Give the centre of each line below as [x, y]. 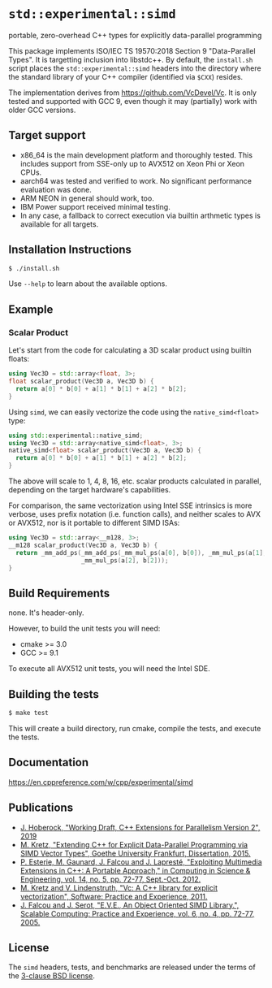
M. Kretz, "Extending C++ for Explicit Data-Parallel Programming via [134, 844]
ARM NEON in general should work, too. [87, 198]
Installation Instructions [70, 250]
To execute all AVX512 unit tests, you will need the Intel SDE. [109, 669]
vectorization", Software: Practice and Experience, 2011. [114, 896]
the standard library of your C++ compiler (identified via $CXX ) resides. [126, 76]
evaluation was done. [56, 189]
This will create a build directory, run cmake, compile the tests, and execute [135, 728]
